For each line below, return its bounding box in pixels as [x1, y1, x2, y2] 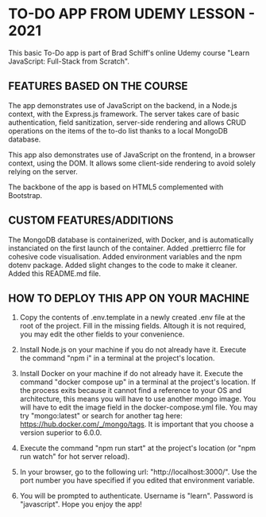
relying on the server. [8, 166, 78, 176]
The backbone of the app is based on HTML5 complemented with [8, 182, 224, 192]
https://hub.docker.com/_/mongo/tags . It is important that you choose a [19, 419, 254, 430]
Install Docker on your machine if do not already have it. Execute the [19, 369, 244, 379]
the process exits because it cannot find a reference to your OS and [19, 386, 242, 395]
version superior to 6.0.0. [19, 428, 102, 437]
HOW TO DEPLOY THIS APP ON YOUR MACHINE [8, 291, 250, 305]
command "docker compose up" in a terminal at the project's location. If [19, 377, 256, 387]
